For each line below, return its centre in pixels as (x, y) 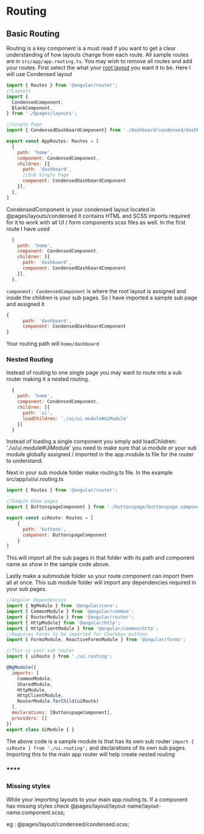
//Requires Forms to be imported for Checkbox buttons (77, 634)
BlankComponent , (32, 108)
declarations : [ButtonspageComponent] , (62, 713)
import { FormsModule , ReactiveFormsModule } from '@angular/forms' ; (96, 640)
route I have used (28, 229)
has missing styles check (38, 806)
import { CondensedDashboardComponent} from (63, 130)
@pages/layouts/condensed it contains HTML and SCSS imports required (98, 216)
